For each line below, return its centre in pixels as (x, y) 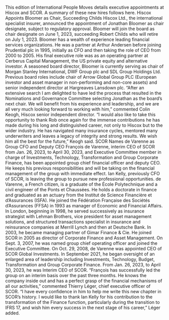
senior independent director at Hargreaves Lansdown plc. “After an (75, 88)
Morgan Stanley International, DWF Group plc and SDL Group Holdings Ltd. (83, 72)
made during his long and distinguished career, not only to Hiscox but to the (84, 125)
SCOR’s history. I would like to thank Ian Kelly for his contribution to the (79, 297)
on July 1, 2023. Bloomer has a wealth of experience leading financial (77, 39)
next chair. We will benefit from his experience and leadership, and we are (82, 104)
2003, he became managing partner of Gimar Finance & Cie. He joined (78, 232)
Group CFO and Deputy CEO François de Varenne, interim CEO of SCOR (80, 147)
